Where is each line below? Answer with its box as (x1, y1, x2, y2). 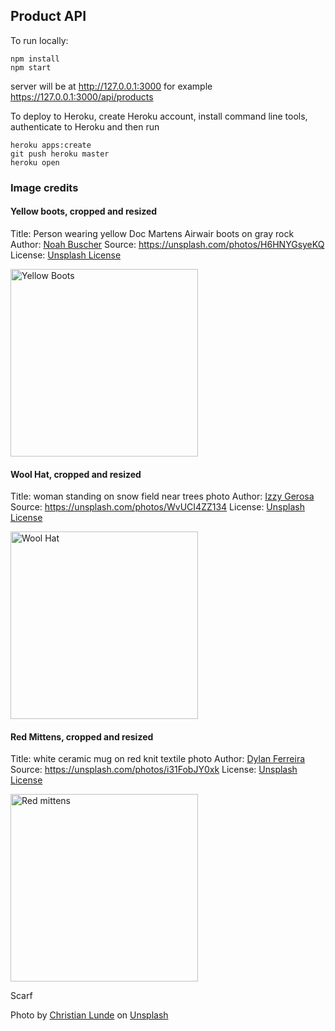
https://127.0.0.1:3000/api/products (10, 90, 154, 103)
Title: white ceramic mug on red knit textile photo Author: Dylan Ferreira (10, 753, 306, 765)
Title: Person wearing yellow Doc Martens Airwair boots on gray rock (10, 227, 295, 239)
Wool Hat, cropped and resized (10, 468, 142, 480)
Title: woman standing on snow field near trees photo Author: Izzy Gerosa (10, 490, 315, 503)
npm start (10, 62, 52, 73)
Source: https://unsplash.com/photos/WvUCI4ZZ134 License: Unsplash (10, 501, 305, 513)
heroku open (10, 157, 60, 168)
